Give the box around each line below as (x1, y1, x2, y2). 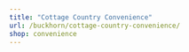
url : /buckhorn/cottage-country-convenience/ (9, 21, 180, 30)
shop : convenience (9, 29, 77, 38)
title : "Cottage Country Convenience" (9, 12, 153, 22)
